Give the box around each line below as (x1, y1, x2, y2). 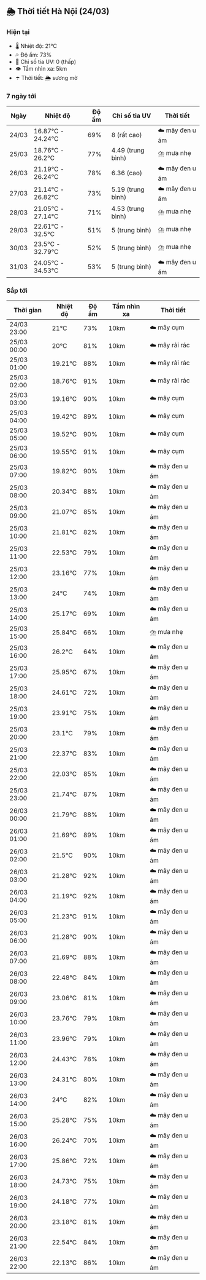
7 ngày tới (6, 92, 37, 100)
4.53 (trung (111, 204, 145, 213)
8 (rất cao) (111, 131, 142, 140)
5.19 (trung (111, 185, 145, 194)
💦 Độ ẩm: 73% (15, 51, 52, 58)
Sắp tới (6, 286, 28, 294)
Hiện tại (6, 28, 30, 36)
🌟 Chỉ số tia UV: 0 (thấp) (15, 58, 77, 65)
